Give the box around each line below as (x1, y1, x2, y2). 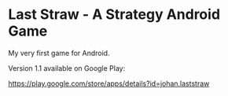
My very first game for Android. (8, 48, 110, 57)
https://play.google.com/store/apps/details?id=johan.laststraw (8, 79, 210, 88)
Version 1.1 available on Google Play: (8, 63, 126, 72)
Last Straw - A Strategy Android (8, 6, 221, 24)
